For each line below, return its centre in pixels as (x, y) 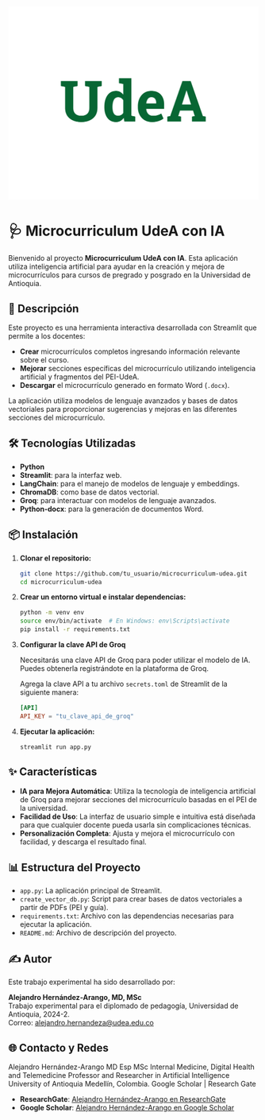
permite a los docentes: (47, 336)
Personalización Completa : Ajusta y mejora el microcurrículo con (127, 833)
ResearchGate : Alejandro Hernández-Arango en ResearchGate (123, 1099)
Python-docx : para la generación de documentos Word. (111, 509)
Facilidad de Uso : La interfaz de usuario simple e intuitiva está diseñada (138, 816)
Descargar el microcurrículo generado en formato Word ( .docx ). (125, 386)
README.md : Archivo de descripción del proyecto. (98, 933)
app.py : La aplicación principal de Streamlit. (91, 891)
